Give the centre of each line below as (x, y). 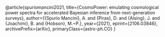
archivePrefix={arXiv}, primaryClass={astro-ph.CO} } (60, 29)
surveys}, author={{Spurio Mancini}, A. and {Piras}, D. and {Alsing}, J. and (83, 18)
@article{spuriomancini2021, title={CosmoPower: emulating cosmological (82, 7)
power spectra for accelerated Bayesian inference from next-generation (80, 13)
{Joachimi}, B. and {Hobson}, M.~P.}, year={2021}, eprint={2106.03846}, (81, 23)
